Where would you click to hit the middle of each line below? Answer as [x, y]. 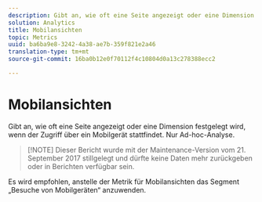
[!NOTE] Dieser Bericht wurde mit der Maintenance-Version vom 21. [136, 150]
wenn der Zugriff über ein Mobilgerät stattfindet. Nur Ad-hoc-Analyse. [122, 135]
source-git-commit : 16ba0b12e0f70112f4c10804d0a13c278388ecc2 [112, 60]
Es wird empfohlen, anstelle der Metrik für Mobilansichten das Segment [124, 182]
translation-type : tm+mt [49, 52]
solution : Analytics [42, 23]
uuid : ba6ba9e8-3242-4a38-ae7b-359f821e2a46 [82, 45]
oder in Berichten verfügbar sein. [81, 166]
